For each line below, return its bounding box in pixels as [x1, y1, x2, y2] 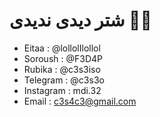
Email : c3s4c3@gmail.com [23, 95, 137, 107]
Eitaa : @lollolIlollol [23, 42, 101, 54]
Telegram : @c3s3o [23, 74, 105, 86]
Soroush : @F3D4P [23, 52, 103, 64]
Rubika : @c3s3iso [23, 63, 101, 75]
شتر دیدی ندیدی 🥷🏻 [9, 9, 152, 32]
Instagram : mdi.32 [23, 84, 102, 96]
